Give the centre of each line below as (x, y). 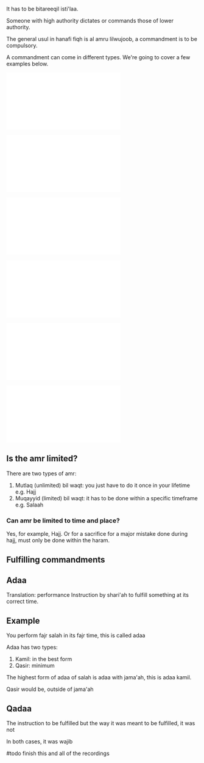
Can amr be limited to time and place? (63, 520)
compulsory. (22, 46)
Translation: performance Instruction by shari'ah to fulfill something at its (97, 595)
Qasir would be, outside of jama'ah (50, 689)
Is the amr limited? (42, 458)
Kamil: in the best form (44, 659)
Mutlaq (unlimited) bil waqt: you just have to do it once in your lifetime (103, 485)
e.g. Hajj (26, 492)
